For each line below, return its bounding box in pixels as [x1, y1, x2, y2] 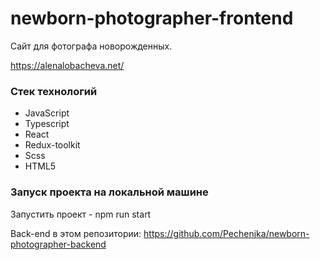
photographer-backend [10, 238, 107, 250]
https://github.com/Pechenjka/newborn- [143, 227, 310, 239]
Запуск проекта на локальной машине [10, 185, 209, 199]
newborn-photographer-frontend [10, 7, 294, 30]
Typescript [24, 118, 70, 130]
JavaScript [24, 107, 70, 119]
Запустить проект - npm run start [10, 208, 152, 220]
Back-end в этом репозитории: [10, 227, 142, 239]
